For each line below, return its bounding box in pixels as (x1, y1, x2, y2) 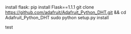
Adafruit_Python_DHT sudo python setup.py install (5, 15, 109, 20)
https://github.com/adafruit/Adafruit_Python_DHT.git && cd (5, 9, 126, 15)
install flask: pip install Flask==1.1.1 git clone (5, 4, 95, 10)
